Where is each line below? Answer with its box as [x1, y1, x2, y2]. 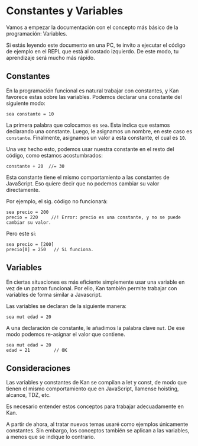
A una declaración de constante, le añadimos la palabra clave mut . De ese [6, 324, 185, 331]
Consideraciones [6, 363, 71, 373]
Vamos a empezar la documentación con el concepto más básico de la [6, 24, 178, 31]
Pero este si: [6, 230, 37, 237]
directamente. [6, 186, 40, 193]
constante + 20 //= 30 [6, 163, 65, 169]
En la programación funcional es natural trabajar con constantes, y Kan [6, 87, 179, 94]
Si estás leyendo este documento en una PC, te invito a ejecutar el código [6, 41, 186, 49]
